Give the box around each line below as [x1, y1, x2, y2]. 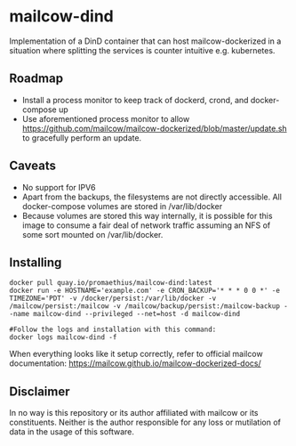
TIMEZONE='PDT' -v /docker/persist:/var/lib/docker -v [9, 294, 217, 304]
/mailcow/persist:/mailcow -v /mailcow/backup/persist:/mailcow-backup [9, 302, 280, 311]
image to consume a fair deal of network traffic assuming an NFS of [21, 220, 271, 231]
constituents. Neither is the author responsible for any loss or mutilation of [9, 417, 282, 428]
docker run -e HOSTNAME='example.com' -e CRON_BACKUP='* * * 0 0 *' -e [9, 287, 280, 296]
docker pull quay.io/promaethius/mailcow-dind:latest [9, 279, 213, 288]
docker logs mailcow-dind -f [9, 333, 117, 342]
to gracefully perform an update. [21, 132, 142, 143]
